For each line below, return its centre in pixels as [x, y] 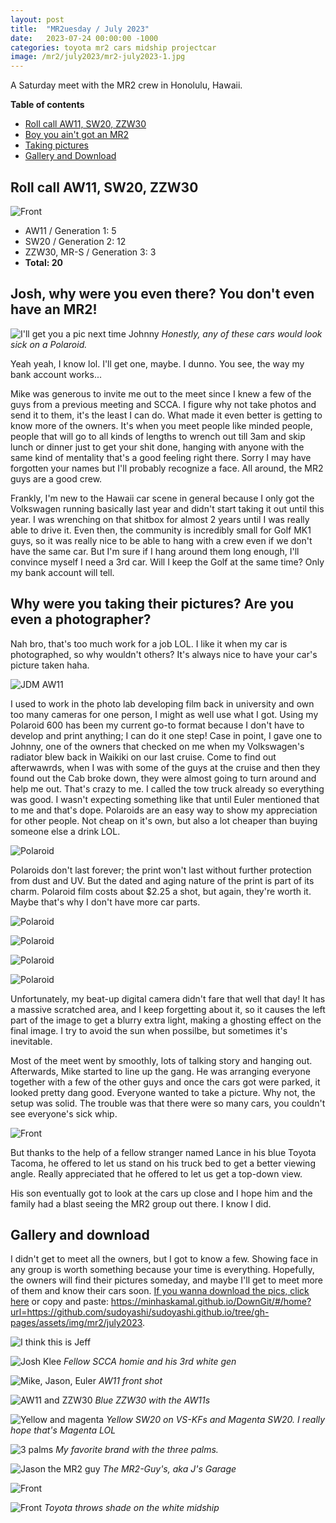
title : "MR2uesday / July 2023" [80, 29]
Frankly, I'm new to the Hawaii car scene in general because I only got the [162, 498]
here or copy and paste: [59, 1302]
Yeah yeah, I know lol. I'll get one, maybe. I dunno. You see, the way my [157, 363]
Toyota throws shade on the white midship [132, 1508]
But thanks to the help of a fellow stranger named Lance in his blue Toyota [163, 1152]
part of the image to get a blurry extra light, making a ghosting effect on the [166, 1020]
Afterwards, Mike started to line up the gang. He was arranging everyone [160, 1071]
